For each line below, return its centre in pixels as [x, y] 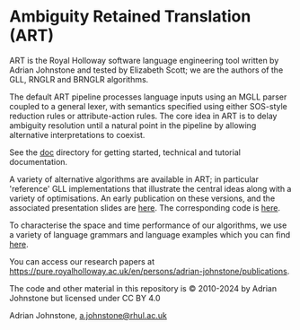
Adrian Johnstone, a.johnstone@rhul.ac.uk [88, 315]
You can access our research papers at [82, 261]
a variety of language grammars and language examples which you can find [150, 234]
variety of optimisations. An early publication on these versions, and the [142, 198]
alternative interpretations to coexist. [77, 135]
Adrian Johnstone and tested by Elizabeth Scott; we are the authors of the [146, 70]
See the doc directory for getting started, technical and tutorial [125, 152]
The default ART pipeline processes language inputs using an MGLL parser [148, 97]
